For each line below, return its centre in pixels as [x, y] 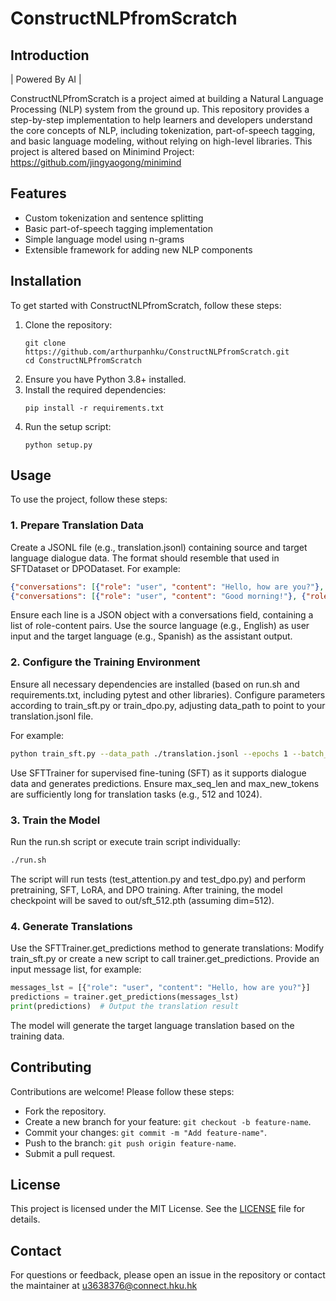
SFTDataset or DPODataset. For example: [95, 568]
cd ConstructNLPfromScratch [83, 360]
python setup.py [58, 445]
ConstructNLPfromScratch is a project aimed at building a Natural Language [167, 98]
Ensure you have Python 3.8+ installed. [105, 379]
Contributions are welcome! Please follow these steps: [122, 1091]
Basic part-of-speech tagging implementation [118, 228]
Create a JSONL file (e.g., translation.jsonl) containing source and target [159, 547]
